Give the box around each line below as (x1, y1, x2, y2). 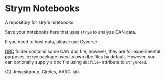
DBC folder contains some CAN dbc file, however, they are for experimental (5, 48, 161, 54)
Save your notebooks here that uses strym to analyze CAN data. (5, 29, 136, 35)
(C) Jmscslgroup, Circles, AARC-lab (5, 68, 79, 75)
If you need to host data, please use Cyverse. (5, 38, 99, 45)
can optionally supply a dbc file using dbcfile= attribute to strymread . (5, 59, 147, 65)
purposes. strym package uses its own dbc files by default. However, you (5, 53, 156, 60)
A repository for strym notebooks (5, 19, 74, 25)
